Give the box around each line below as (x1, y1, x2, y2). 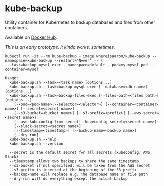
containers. (5, 24, 28, 30)
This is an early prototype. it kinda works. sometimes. (5, 44, 115, 50)
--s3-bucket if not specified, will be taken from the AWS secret (9, 163, 150, 168)
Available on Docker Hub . (5, 34, 57, 40)
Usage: (5, 75, 19, 80)
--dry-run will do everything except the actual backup (9, 176, 128, 181)
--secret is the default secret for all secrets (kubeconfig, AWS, (9, 150, 153, 155)
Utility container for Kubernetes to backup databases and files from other (5, 19, 156, 25)
